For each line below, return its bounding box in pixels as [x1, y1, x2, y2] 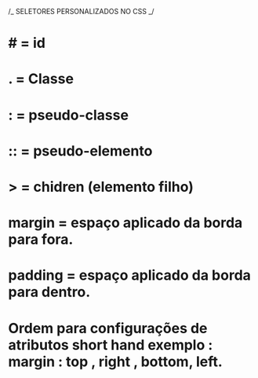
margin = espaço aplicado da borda [8, 214, 243, 232]
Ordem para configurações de [8, 319, 208, 337]
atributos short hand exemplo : [8, 336, 213, 354]
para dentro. [8, 283, 91, 301]
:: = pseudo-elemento [8, 141, 153, 160]
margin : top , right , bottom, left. [8, 353, 223, 370]
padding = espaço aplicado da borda [8, 266, 251, 284]
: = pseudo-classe [8, 106, 129, 124]
